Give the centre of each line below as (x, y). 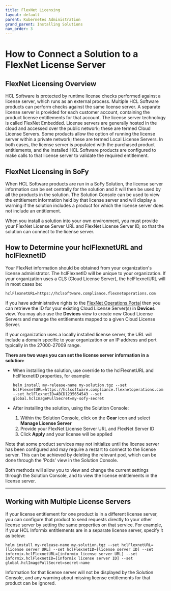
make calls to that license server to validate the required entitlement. (77, 155)
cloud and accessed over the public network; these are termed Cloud (78, 128)
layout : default (22, 15)
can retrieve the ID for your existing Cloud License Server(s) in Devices (80, 308)
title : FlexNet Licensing (33, 10)
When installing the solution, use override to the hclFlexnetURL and (83, 370)
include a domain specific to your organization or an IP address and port (81, 340)
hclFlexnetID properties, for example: (51, 375)
